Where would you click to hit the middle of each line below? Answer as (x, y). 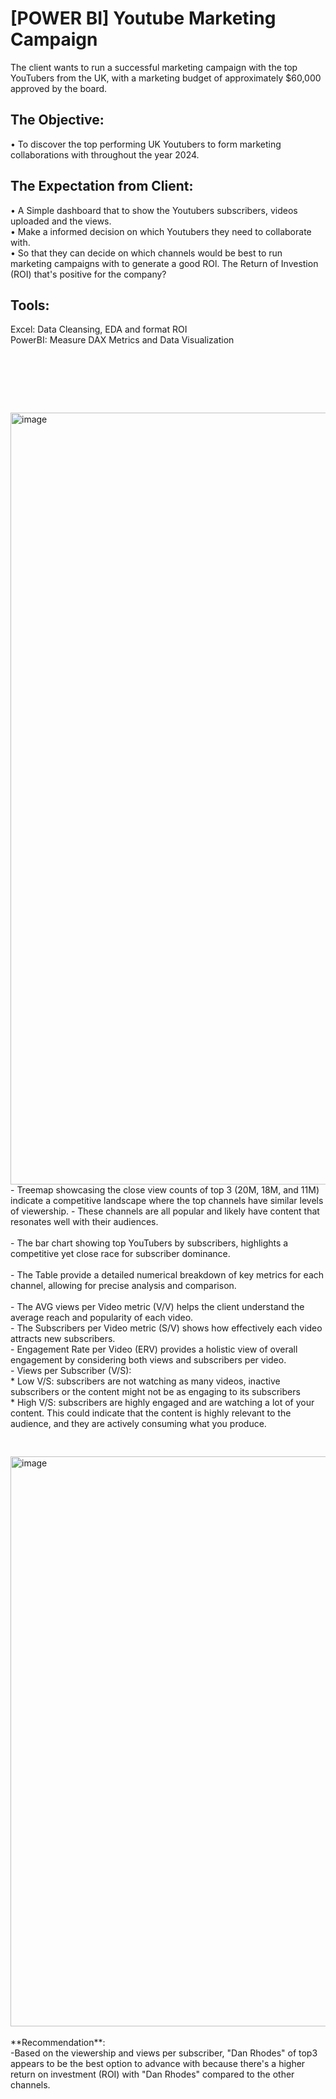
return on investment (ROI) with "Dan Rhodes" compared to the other (152, 2074)
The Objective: (57, 120)
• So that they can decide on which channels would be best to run (146, 253)
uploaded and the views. (61, 221)
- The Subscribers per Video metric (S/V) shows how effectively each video (166, 1328)
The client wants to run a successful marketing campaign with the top (154, 67)
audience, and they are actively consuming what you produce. (138, 1424)
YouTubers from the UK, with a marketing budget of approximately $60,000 (166, 78)
